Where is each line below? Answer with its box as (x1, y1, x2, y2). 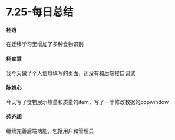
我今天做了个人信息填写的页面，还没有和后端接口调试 (6, 69, 136, 77)
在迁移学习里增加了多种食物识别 (6, 41, 84, 48)
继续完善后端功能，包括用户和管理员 (6, 128, 94, 134)
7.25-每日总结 (6, 5, 74, 19)
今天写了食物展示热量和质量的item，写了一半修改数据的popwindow (6, 98, 169, 105)
